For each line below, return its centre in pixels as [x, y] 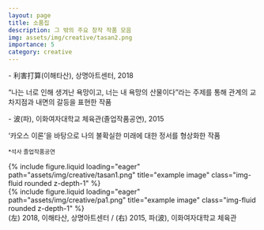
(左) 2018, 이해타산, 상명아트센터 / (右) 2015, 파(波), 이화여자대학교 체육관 [123, 218]
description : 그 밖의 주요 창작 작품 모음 [70, 30]
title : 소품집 [29, 23]
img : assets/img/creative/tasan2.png [70, 37]
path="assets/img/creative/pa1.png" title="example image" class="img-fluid [132, 200]
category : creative [40, 52]
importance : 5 [32, 45]
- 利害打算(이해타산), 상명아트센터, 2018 [71, 75]
